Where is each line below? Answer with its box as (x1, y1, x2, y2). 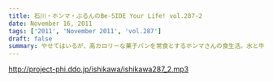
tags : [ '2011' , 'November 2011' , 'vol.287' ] (8, 27, 162, 35)
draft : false (8, 34, 53, 43)
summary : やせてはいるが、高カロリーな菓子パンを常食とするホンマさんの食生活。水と (8, 42, 259, 50)
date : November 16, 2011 (8, 19, 93, 28)
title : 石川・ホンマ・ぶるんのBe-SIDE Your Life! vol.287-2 (8, 11, 203, 20)
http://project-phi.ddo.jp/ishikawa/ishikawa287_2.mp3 (8, 64, 189, 74)
